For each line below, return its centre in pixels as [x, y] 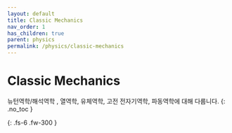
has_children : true [36, 33]
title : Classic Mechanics [45, 20]
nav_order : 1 [26, 27]
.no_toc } [20, 108]
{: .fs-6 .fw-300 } [32, 122]
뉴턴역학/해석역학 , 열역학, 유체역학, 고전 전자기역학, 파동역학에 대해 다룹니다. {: [116, 101]
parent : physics [31, 40]
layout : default [31, 14]
